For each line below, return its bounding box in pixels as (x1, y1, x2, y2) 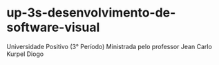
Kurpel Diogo (6, 50, 44, 58)
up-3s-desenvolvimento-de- (6, 5, 176, 21)
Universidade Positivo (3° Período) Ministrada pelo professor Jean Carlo (6, 42, 212, 50)
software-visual (6, 19, 100, 35)
